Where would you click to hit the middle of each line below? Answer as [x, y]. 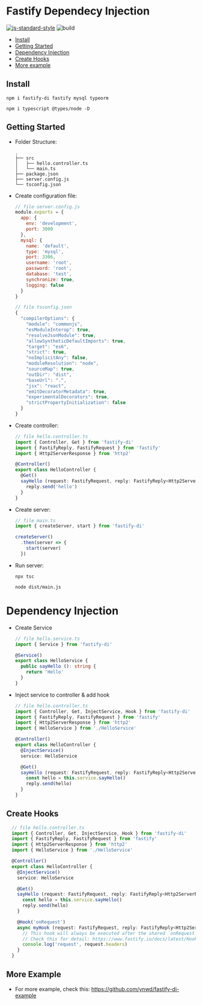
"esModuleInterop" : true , [59, 330]
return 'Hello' [45, 672]
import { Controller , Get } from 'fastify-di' [74, 442]
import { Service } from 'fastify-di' [63, 644]
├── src [24, 158]
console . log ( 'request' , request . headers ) [75, 945]
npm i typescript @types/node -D [48, 109]
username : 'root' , [49, 263]
